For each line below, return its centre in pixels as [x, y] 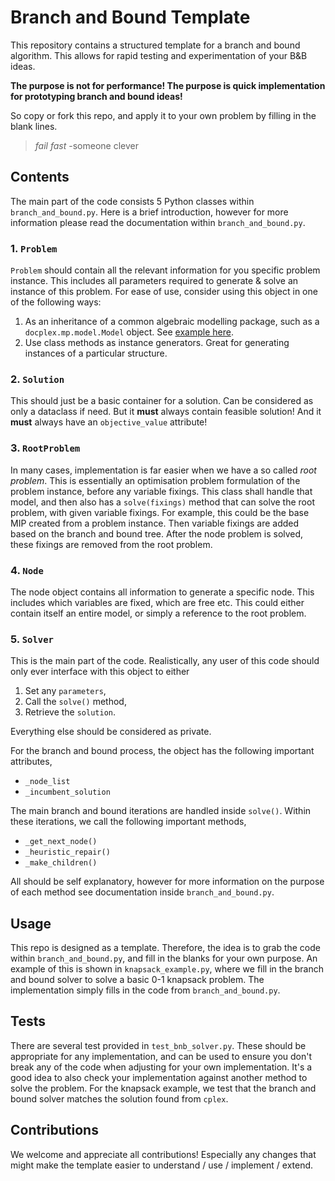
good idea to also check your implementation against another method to [159, 1077]
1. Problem [34, 248]
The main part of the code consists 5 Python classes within [132, 201]
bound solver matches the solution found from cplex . [119, 1098]
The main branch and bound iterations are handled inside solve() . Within [161, 811]
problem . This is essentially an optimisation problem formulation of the [155, 480]
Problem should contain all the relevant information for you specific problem [165, 270]
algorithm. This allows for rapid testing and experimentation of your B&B [159, 55]
